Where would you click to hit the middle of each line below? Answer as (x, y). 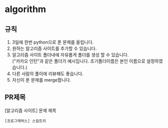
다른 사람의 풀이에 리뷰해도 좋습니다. (48, 74)
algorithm (25, 9)
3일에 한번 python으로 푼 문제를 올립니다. (53, 42)
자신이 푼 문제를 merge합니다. (41, 80)
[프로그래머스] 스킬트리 (25, 121)
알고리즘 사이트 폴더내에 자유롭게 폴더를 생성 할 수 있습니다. (70, 55)
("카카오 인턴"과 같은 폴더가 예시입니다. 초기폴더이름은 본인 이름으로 (79, 61)
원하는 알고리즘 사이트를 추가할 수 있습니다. (54, 48)
